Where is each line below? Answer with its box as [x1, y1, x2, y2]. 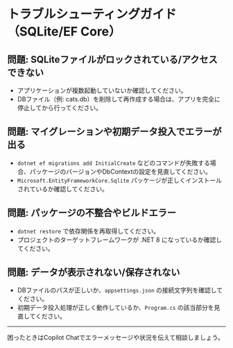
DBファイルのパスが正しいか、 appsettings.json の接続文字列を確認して [17, 286, 223, 295]
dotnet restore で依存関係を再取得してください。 [17, 226, 160, 235]
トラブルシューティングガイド [7, 6, 177, 22]
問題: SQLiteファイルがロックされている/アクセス [7, 53, 218, 65]
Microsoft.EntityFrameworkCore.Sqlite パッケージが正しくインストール [17, 176, 222, 184]
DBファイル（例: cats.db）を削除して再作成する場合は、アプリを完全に [17, 95, 221, 103]
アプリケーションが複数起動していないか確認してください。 [17, 86, 187, 94]
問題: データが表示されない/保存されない [7, 267, 180, 279]
